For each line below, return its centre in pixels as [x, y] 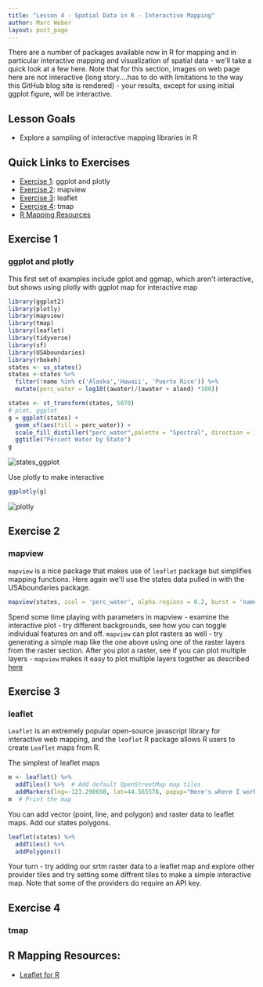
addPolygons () [38, 852]
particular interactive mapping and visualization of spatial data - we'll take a [130, 60]
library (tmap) [31, 324]
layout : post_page [38, 30]
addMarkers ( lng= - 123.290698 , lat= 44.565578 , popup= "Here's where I [128, 792]
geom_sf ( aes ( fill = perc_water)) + [73, 425]
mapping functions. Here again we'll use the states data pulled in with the [126, 579]
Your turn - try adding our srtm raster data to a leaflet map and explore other [131, 866]
